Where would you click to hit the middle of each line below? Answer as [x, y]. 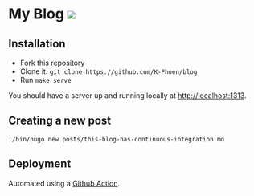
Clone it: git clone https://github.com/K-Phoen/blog [109, 71]
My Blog [36, 14]
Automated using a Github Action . [64, 183]
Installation [37, 44]
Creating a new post [60, 121]
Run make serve [45, 80]
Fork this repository [52, 63]
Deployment [40, 164]
